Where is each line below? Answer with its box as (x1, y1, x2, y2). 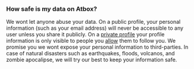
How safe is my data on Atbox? (6, 5, 97, 13)
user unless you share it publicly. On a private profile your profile (6, 31, 165, 38)
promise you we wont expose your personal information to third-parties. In (6, 43, 189, 51)
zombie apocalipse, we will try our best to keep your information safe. (6, 56, 177, 64)
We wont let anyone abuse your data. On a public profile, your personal (6, 18, 181, 26)
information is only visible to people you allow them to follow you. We (6, 37, 176, 45)
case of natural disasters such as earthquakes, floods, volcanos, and (6, 50, 175, 57)
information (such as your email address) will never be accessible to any (6, 24, 183, 32)
